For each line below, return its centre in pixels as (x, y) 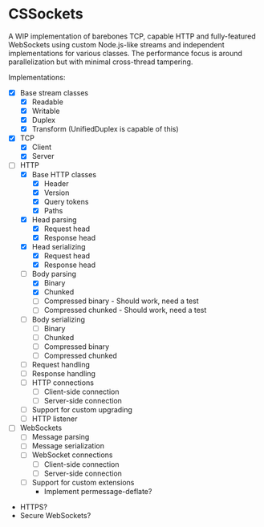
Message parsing (61, 437)
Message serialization (68, 446)
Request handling (61, 364)
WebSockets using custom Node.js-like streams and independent (116, 44)
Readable (48, 102)
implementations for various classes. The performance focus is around (126, 53)
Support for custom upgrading (82, 410)
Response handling (64, 373)
